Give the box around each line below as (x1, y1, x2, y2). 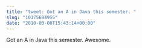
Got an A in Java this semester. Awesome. (6, 37, 111, 44)
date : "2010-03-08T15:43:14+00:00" (6, 20, 96, 26)
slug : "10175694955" (6, 14, 59, 20)
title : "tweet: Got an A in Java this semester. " (6, 8, 137, 15)
